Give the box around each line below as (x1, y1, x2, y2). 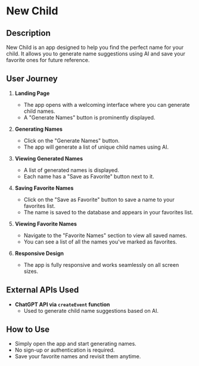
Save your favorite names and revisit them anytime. (14, 353, 141, 360)
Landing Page (14, 90, 50, 97)
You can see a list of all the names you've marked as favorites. (23, 238, 178, 245)
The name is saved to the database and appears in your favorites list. (23, 208, 194, 216)
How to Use (6, 324, 50, 335)
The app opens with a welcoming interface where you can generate (23, 101, 190, 108)
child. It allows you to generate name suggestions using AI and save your (6, 50, 186, 57)
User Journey (6, 73, 58, 84)
